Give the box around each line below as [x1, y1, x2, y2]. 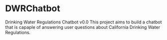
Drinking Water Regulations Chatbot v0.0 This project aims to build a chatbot [5, 19, 162, 25]
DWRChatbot [5, 3, 61, 14]
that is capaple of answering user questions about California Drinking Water [5, 24, 161, 30]
